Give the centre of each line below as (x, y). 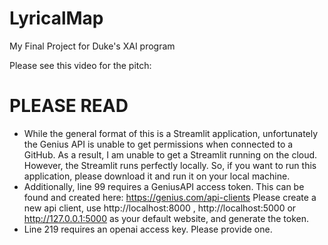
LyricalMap (56, 18)
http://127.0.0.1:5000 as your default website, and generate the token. (166, 218)
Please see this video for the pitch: (80, 65)
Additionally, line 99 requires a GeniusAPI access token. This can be (164, 186)
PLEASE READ (69, 106)
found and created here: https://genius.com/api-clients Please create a (170, 197)
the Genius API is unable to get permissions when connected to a (158, 144)
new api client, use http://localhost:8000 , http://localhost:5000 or (160, 208)
